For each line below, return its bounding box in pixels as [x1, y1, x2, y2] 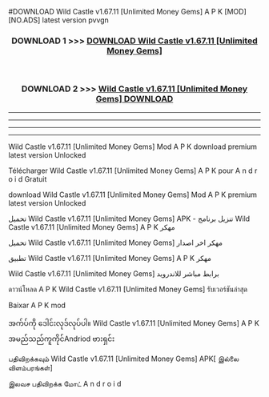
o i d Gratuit [8, 174, 47, 183]
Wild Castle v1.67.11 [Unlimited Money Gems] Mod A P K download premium [8, 142, 258, 151]
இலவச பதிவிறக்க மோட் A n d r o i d [8, 379, 122, 388]
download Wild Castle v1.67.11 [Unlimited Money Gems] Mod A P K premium [8, 190, 258, 199]
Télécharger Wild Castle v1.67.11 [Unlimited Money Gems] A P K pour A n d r [8, 166, 258, 175]
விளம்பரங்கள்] [8, 363, 54, 372]
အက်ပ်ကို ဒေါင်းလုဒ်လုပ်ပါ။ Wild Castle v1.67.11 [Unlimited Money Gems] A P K [8, 318, 260, 327]
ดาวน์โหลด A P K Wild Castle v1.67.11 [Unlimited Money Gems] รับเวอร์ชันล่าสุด [8, 284, 248, 294]
